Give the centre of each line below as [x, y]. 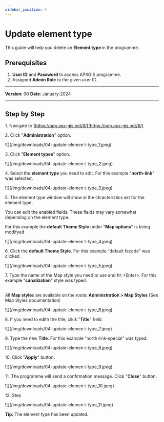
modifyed [15, 232]
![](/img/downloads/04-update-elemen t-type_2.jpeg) [59, 164]
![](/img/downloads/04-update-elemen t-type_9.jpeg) [59, 367]
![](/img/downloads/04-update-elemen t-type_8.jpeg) [59, 348]
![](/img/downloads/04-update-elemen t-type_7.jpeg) [59, 329]
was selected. [19, 178]
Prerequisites [26, 62]
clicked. [13, 256]
